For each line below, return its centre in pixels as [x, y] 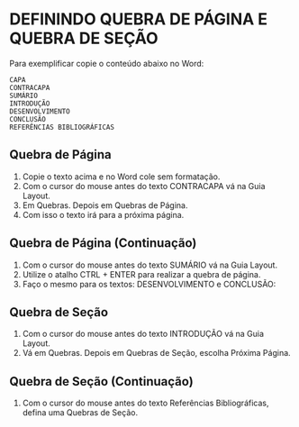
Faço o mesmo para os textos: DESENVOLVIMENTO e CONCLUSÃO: [149, 284]
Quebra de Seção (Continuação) [101, 382]
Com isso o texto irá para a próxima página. [103, 214]
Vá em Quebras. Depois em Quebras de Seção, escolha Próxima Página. [156, 353]
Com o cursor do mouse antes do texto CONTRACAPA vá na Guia [144, 186]
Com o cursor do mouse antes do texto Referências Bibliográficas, [145, 403]
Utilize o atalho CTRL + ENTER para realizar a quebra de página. [141, 274]
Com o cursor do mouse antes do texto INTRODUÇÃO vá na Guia [143, 334]
